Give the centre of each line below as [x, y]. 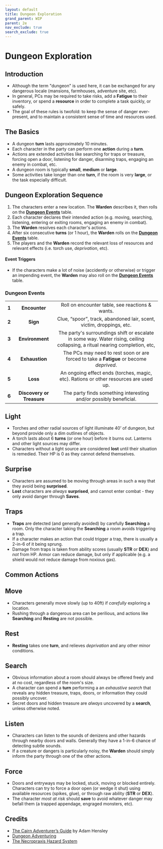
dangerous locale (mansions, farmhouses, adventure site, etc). [74, 91]
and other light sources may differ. [46, 443]
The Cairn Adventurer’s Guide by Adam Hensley [60, 831]
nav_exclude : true [24, 28]
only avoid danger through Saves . [46, 496]
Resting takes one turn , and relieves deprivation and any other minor [81, 645]
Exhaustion [33, 359]
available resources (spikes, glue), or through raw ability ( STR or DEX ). [83, 794]
